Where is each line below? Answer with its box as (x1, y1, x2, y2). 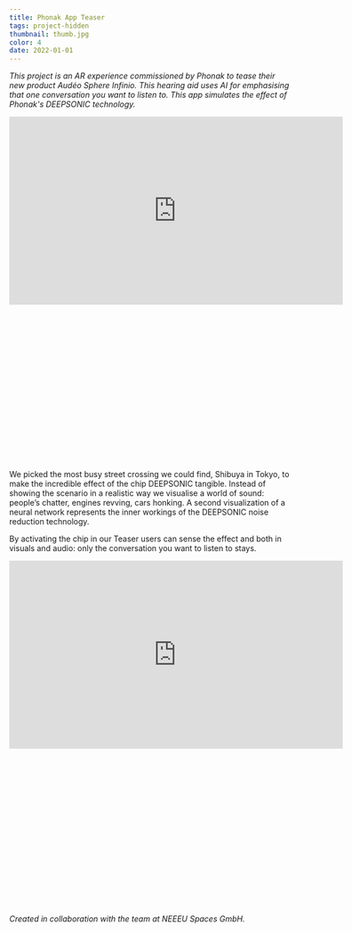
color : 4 (9, 37, 42, 47)
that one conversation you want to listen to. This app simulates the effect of (9, 90, 287, 101)
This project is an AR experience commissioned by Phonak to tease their (9, 70, 276, 81)
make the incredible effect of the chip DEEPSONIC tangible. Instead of (9, 478, 267, 490)
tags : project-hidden (9, 21, 90, 30)
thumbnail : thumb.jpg (9, 29, 90, 38)
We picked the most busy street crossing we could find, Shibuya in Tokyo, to (9, 469, 290, 480)
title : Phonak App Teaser (9, 12, 105, 22)
